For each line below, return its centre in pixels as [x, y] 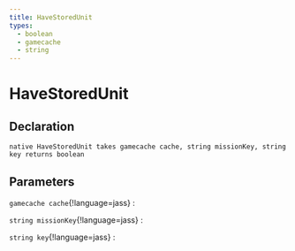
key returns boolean [47, 155]
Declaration [42, 126]
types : [21, 26]
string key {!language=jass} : [62, 237]
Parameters [42, 182]
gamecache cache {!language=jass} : [72, 202]
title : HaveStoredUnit [51, 17]
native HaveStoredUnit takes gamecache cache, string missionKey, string [148, 147]
